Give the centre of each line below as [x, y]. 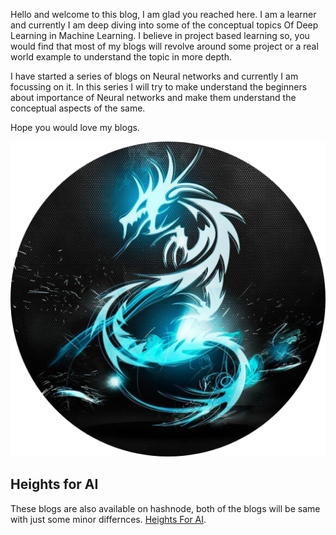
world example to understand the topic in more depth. [121, 57]
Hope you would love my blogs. [75, 127]
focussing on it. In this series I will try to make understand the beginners [159, 87]
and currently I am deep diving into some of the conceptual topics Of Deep [164, 25]
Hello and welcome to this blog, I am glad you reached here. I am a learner [163, 14]
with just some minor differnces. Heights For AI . [108, 519]
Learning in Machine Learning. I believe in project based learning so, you [160, 35]
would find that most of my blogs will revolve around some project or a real [164, 46]
